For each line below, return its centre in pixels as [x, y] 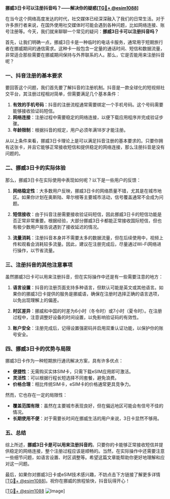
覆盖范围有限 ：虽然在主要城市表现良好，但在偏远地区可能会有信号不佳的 [88, 406]
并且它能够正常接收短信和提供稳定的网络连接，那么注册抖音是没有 [96, 147]
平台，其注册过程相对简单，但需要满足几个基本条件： [65, 94]
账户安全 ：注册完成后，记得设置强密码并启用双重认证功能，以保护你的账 [88, 328]
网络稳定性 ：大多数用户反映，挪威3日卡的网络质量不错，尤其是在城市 [85, 191]
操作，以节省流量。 [37, 250]
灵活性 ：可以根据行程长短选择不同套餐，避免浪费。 [66, 378]
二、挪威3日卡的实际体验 [35, 168]
